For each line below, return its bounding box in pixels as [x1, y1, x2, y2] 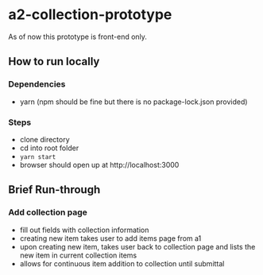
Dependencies [8, 79, 66, 90]
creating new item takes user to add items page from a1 [19, 233, 202, 243]
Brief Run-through [8, 183, 101, 196]
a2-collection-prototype [8, 6, 172, 24]
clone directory [19, 134, 70, 144]
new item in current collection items [19, 250, 137, 260]
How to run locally [8, 55, 100, 68]
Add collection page [8, 207, 87, 218]
